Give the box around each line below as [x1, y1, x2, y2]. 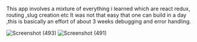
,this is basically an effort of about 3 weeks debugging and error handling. [6, 18, 192, 25]
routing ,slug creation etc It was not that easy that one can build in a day [6, 11, 187, 19]
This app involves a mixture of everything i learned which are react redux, [6, 5, 191, 12]
